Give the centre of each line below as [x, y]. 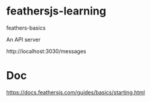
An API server [24, 39]
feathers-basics [26, 28]
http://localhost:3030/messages [46, 51]
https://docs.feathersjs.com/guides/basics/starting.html [76, 92]
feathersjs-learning [56, 11]
